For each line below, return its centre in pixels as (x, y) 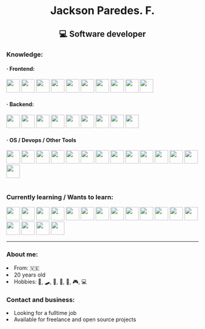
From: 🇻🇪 (27, 268)
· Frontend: (21, 69)
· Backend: (20, 104)
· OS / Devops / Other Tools (41, 140)
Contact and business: (41, 300)
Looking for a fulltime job (45, 313)
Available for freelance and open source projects (75, 319)
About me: (22, 255)
